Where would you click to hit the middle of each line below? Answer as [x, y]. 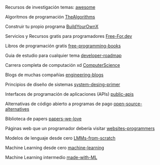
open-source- [128, 104]
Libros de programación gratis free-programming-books [63, 46]
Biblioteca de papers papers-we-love [43, 119]
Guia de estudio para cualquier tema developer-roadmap [64, 55]
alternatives [17, 109]
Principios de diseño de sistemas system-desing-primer [63, 84]
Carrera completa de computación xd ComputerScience [63, 65]
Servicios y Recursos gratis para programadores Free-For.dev [69, 36]
